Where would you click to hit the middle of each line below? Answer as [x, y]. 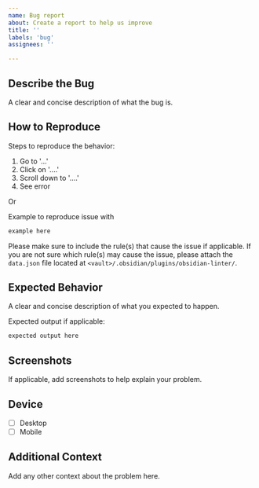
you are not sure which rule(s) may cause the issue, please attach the [121, 254]
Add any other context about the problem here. [84, 475]
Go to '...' [34, 161]
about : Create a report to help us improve [80, 23]
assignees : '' [31, 45]
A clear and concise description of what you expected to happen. [114, 306]
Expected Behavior [56, 288]
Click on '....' [39, 169]
